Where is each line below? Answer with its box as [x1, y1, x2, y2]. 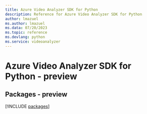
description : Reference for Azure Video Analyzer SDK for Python [5, 12, 142, 17]
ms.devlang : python [5, 35, 45, 40]
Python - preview [5, 71, 77, 82]
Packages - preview [5, 90, 68, 99]
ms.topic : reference [5, 30, 48, 35]
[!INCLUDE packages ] [5, 103, 50, 109]
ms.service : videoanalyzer [5, 39, 61, 44]
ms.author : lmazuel [5, 21, 45, 26]
